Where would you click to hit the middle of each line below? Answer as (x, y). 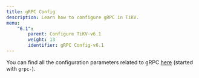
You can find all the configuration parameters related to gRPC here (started (100, 62)
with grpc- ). (21, 68)
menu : (13, 23)
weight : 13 (42, 40)
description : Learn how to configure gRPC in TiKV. (73, 17)
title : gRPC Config (31, 12)
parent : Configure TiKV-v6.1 (65, 34)
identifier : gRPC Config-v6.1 (66, 46)
